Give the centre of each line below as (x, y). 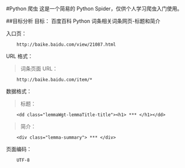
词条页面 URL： (39, 68)
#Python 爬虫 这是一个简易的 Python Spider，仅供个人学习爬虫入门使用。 (94, 8)
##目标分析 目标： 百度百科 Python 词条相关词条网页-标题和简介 (83, 21)
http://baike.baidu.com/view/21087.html (66, 44)
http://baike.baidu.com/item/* (55, 80)
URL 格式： (20, 56)
